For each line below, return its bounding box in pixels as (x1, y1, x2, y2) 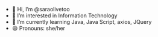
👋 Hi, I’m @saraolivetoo (11, 6, 71, 13)
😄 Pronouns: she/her (11, 24, 65, 32)
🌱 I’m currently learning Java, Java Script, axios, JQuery (11, 18, 152, 25)
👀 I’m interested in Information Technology (11, 12, 118, 19)
